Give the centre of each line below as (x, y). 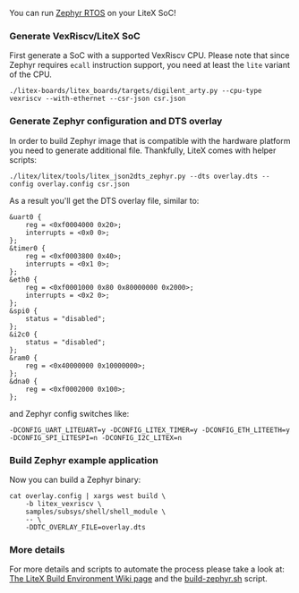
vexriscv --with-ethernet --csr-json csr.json (98, 99)
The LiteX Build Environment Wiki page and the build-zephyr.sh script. (139, 579)
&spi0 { (24, 311)
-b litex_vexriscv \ (64, 504)
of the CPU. (30, 74)
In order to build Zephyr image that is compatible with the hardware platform (150, 140)
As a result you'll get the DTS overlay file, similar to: (104, 200)
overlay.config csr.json (83, 184)
